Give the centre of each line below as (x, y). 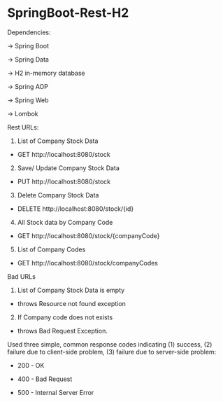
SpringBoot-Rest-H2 (68, 13)
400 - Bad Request (45, 379)
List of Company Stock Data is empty (71, 290)
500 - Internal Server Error (56, 392)
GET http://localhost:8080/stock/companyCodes (88, 263)
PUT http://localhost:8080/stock (64, 181)
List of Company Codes (51, 249)
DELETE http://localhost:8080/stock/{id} (75, 209)
